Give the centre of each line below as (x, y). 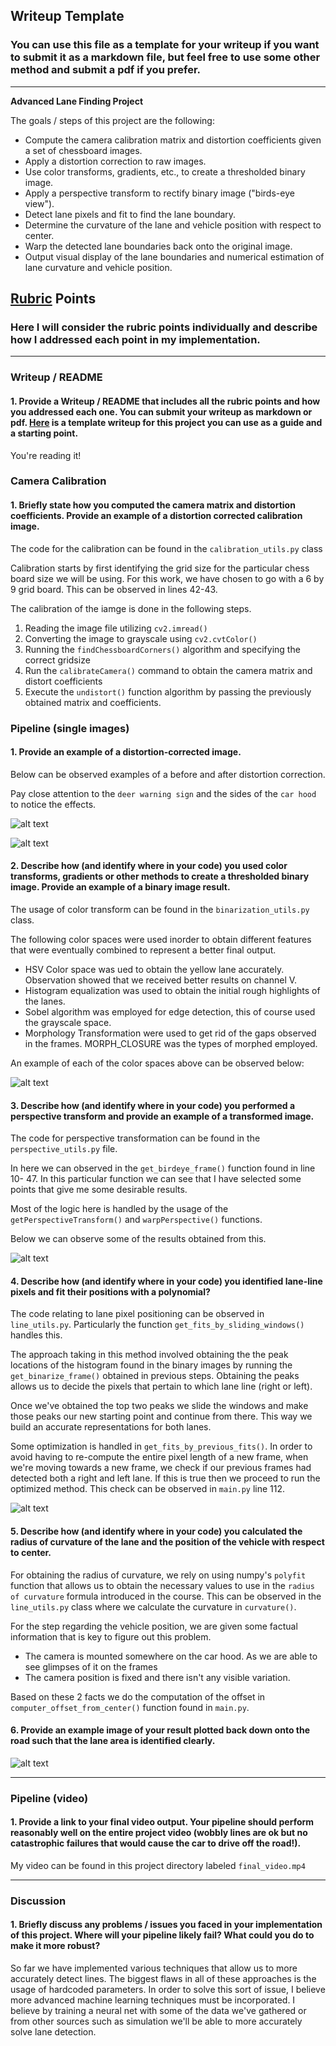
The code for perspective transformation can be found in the (135, 1138)
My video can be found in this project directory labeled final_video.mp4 (158, 1865)
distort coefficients (63, 681)
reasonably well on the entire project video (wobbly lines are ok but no (159, 1833)
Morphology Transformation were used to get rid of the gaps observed (170, 1033)
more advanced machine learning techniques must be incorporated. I (153, 2000)
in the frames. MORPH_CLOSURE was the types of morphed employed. (171, 1043)
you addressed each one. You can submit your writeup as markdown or (161, 411)
